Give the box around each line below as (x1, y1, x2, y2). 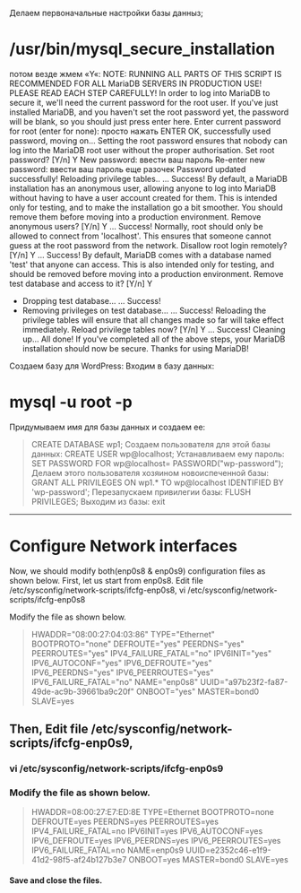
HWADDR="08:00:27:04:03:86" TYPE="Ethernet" (30, 629, 215, 639)
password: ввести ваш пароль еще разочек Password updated (9, 163, 246, 174)
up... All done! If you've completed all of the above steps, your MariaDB (21, 334, 286, 344)
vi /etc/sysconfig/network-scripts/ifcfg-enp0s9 (9, 762, 224, 775)
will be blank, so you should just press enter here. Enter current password (9, 116, 281, 126)
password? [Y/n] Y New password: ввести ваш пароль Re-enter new (9, 154, 266, 165)
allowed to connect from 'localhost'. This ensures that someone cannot (9, 230, 271, 241)
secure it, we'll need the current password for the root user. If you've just (9, 97, 279, 108)
